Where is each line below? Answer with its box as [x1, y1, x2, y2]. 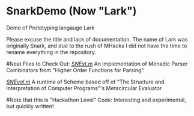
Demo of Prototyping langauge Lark [6, 24, 95, 31]
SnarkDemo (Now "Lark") [6, 4, 137, 18]
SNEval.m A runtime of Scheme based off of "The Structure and [6, 78, 165, 85]
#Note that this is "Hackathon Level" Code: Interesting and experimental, [6, 96, 186, 103]
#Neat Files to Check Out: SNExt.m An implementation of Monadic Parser [6, 60, 188, 67]
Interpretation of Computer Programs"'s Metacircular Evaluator [6, 84, 162, 91]
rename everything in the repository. [6, 48, 97, 55]
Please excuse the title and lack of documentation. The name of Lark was [6, 35, 188, 43]
